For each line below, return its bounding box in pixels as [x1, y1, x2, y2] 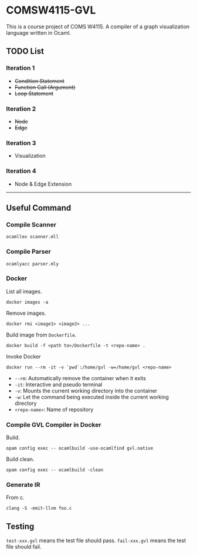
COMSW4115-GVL [6, 4, 96, 17]
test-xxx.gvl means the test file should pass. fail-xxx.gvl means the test [6, 537, 186, 544]
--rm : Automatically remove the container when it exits [14, 374, 147, 381]
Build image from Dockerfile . [6, 331, 77, 338]
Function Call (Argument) [14, 84, 76, 91]
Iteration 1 [6, 64, 35, 72]
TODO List [6, 46, 44, 57]
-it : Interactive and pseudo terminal [14, 381, 103, 388]
